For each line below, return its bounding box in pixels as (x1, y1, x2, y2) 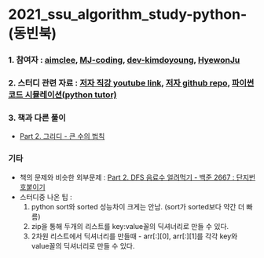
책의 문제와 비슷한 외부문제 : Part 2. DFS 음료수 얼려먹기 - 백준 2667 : (19, 173, 235, 182)
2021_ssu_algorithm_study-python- (8, 5, 247, 24)
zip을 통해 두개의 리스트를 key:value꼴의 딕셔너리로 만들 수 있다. (31, 221, 229, 231)
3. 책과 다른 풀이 (8, 112, 67, 123)
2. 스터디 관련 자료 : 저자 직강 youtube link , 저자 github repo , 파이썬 (8, 78, 255, 89)
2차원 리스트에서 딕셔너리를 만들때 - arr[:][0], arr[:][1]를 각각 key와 (31, 231, 238, 241)
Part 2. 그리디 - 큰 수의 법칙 (19, 132, 105, 141)
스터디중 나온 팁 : (19, 192, 72, 202)
